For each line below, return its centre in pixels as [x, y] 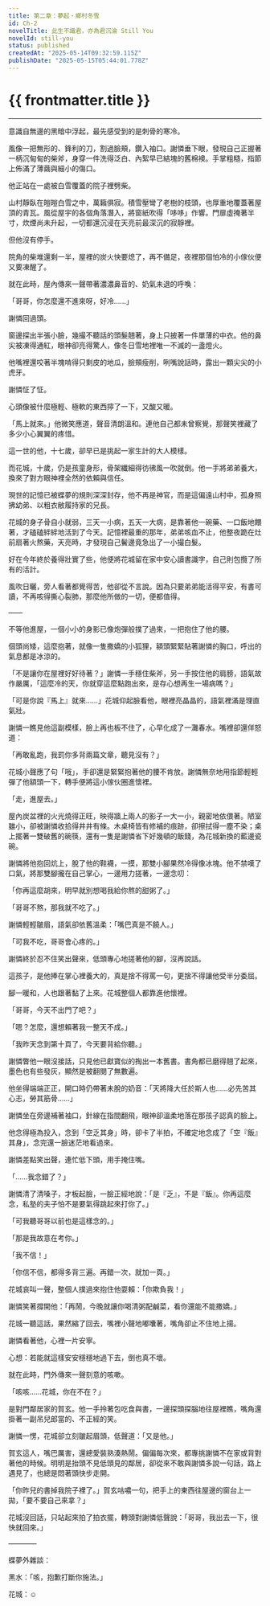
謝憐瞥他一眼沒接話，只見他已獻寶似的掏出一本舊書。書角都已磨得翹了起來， [135, 1061]
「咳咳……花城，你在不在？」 [57, 1391]
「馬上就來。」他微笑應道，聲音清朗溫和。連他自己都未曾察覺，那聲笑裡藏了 [133, 424]
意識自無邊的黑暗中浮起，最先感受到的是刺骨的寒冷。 [96, 131]
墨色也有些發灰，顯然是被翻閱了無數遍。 [75, 1071]
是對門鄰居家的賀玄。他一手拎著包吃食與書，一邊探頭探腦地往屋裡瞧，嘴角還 [135, 1408]
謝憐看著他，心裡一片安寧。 [54, 1340]
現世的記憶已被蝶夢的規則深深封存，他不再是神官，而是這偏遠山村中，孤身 [131, 494]
